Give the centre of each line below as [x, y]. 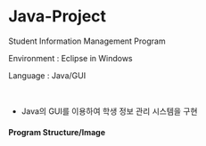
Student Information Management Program [87, 41]
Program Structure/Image [57, 132]
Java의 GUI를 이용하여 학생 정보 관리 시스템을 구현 [109, 111]
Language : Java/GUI [47, 75]
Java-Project [58, 16]
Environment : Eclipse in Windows [70, 58]
